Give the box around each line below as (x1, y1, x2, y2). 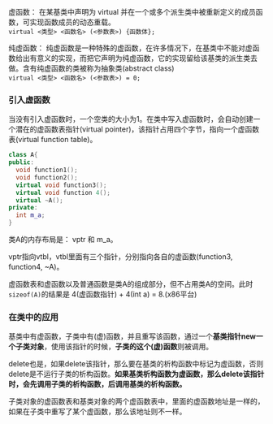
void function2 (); (15, 173, 79, 181)
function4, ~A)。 (8, 262, 64, 272)
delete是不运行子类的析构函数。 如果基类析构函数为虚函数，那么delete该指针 (8, 369, 265, 379)
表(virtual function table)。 (8, 135, 97, 145)
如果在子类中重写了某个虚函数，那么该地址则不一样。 (8, 407, 187, 417)
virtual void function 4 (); (15, 188, 111, 197)
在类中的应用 (8, 311, 59, 322)
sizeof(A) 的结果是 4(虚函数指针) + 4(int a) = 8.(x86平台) (8, 289, 197, 299)
